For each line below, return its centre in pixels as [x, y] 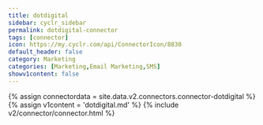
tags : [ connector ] [38, 37]
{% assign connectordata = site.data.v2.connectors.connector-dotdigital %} [132, 96]
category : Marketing [42, 60]
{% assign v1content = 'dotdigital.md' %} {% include [94, 105]
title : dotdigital [38, 15]
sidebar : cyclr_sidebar [47, 23]
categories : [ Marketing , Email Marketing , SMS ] [84, 67]
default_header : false [45, 52]
